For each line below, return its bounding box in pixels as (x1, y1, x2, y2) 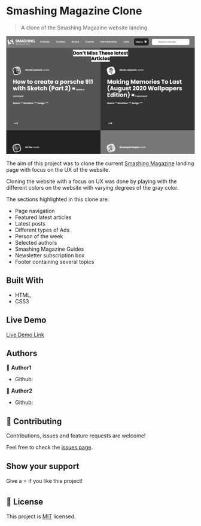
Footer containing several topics (14, 258, 95, 265)
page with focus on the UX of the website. (6, 166, 110, 173)
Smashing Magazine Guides (14, 245, 84, 253)
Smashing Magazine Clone (6, 4, 142, 18)
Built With (6, 275, 44, 285)
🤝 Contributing (6, 416, 62, 426)
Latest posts (14, 220, 46, 227)
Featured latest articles (14, 214, 72, 221)
